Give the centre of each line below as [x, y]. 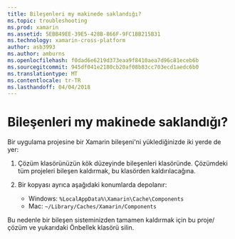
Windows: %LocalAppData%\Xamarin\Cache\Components [106, 199]
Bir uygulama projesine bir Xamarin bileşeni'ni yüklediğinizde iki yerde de [114, 142]
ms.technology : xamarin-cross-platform [67, 41]
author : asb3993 [31, 47]
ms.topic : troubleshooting [47, 21]
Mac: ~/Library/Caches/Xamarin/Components [92, 206]
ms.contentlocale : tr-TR [44, 80]
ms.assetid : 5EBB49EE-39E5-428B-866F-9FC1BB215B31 [84, 34]
